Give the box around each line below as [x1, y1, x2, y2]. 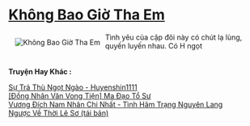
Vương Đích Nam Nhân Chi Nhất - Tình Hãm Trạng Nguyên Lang [8, 99, 223, 109]
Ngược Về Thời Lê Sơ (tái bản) [8, 107, 109, 118]
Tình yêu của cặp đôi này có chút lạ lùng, [104, 32, 243, 42]
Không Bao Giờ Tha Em [8, 6, 166, 24]
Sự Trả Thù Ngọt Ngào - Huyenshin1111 [8, 82, 138, 92]
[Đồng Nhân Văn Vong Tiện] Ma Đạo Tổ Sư [8, 90, 151, 100]
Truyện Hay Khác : [8, 66, 72, 76]
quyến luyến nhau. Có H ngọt [104, 40, 202, 50]
